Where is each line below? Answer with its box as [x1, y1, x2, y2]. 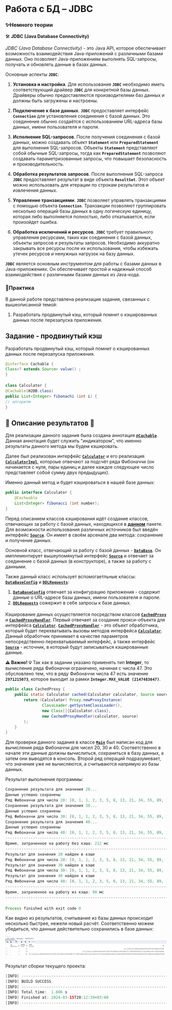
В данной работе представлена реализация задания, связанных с [5, 296, 150, 302]
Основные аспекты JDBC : [5, 71, 59, 77]
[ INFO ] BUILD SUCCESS [5, 979, 52, 984]
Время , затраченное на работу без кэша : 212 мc [5, 841, 109, 846]
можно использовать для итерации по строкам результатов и [12, 182, 149, 188]
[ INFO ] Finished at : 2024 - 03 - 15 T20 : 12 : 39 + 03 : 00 [5, 995, 109, 1000]
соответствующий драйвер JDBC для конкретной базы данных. [12, 87, 150, 93]
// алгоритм [5, 399, 31, 404]
